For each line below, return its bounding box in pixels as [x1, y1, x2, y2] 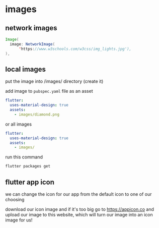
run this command [5, 154, 43, 160]
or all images [5, 121, 32, 127]
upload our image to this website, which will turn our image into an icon [5, 212, 153, 217]
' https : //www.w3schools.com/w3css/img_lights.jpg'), [18, 46, 132, 51]
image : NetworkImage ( [10, 41, 55, 46]
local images [5, 65, 46, 74]
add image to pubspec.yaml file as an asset [5, 88, 93, 94]
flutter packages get [5, 164, 51, 169]
